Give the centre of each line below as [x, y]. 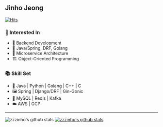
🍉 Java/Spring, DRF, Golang [40, 48]
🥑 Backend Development [37, 43]
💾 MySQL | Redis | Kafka [37, 98]
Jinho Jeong [24, 8]
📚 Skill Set [18, 73]
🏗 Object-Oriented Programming [45, 59]
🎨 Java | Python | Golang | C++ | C [47, 86]
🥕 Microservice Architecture [40, 54]
